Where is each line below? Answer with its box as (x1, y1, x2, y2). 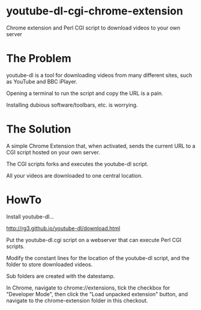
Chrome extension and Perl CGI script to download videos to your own (6, 24, 181, 31)
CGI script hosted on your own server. (6, 149, 100, 156)
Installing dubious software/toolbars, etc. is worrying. (6, 101, 138, 108)
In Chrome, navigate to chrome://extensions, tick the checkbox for (6, 284, 170, 291)
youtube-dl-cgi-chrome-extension (6, 4, 184, 18)
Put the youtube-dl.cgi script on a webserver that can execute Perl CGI (6, 236, 182, 243)
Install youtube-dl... (6, 212, 55, 220)
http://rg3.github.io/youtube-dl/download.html (6, 225, 121, 232)
